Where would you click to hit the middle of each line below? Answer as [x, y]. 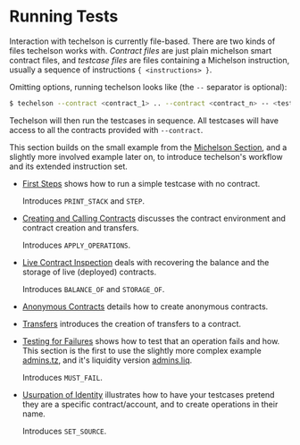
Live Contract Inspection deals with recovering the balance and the [146, 262]
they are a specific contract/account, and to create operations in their [150, 404]
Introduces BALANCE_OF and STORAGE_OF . [93, 289]
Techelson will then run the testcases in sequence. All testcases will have [144, 120]
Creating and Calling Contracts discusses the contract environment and [154, 218]
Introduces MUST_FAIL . [62, 377]
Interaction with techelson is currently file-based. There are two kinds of [142, 41]
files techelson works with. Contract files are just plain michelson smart [141, 50]
